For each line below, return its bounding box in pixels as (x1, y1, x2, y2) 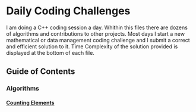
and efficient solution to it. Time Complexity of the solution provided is (6, 43, 178, 50)
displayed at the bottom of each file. (6, 49, 95, 56)
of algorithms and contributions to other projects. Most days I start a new (6, 30, 185, 37)
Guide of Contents (6, 67, 75, 77)
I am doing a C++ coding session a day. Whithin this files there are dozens (6, 24, 188, 31)
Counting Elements (6, 99, 55, 106)
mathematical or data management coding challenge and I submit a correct (6, 36, 190, 43)
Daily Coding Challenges (6, 4, 131, 18)
